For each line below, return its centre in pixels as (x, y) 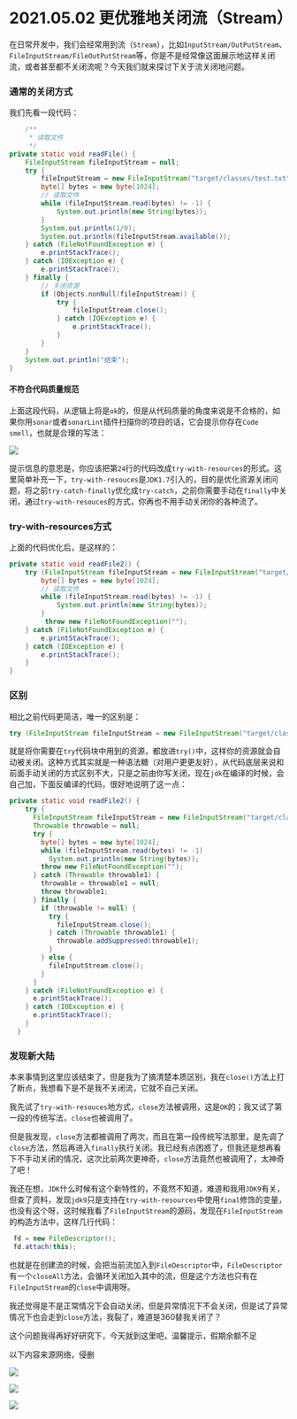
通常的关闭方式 (41, 91)
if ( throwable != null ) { (89, 908)
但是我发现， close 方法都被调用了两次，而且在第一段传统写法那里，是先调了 (147, 1137)
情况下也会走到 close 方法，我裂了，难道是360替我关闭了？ (115, 1316)
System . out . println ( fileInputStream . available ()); (136, 236)
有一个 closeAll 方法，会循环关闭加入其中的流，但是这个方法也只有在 (133, 1276)
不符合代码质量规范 (44, 389)
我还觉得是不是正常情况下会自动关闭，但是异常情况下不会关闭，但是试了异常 (148, 1306)
